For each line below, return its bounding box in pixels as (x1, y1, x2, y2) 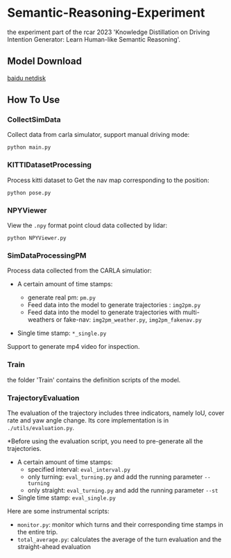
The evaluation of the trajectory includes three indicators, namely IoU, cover (7, 409, 225, 417)
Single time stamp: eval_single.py (17, 493, 116, 502)
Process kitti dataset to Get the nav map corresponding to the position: (7, 176, 209, 184)
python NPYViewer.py (7, 235, 67, 242)
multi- (182, 308, 200, 317)
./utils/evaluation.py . (7, 423, 75, 432)
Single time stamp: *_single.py (17, 329, 107, 338)
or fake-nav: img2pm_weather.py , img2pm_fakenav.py (55, 315, 203, 324)
